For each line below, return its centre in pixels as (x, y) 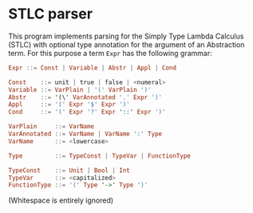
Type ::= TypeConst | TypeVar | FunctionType (100, 156)
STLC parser (51, 14)
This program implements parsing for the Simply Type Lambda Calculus (126, 36)
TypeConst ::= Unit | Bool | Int (69, 170)
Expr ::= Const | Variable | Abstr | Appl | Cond (93, 68)
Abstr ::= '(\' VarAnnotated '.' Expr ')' (85, 97)
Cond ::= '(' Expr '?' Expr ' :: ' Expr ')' (87, 112)
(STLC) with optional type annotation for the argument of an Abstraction (126, 44)
